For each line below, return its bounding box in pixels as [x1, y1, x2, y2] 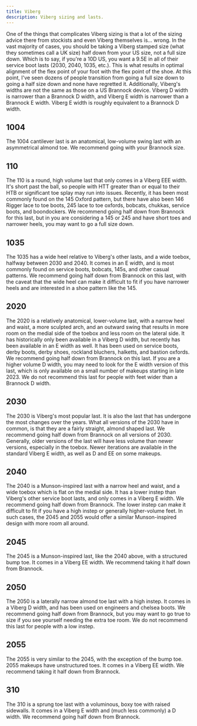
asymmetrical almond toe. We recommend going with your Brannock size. [6, 144, 185, 151]
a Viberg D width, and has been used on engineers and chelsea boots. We [6, 604, 186, 611]
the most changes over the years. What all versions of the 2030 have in [6, 418, 179, 425]
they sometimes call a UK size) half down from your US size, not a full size [6, 49, 186, 56]
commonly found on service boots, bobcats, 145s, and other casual [6, 265, 169, 272]
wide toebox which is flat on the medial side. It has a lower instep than [6, 489, 176, 496]
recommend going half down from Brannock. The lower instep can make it [6, 501, 186, 508]
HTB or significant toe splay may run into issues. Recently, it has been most [6, 189, 189, 197]
